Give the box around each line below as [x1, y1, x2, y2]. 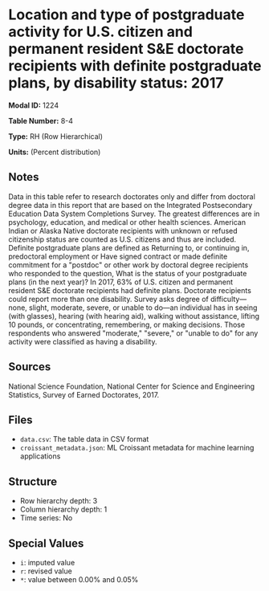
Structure [8, 475, 58, 488]
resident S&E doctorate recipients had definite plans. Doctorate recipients [8, 285, 251, 295]
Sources [8, 360, 51, 374]
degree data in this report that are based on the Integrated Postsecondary [8, 200, 253, 210]
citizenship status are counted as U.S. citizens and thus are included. [8, 234, 237, 244]
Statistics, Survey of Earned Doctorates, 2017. [8, 389, 160, 399]
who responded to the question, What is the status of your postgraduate [8, 268, 247, 278]
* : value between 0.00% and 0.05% [19, 575, 139, 584]
